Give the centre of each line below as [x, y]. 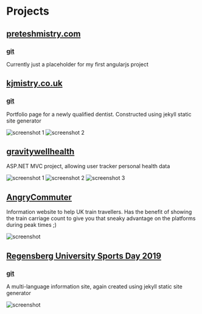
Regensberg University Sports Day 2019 [84, 256]
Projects [28, 11]
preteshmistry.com [44, 34]
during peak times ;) [31, 225]
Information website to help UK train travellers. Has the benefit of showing [99, 212]
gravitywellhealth [40, 152]
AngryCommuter [39, 197]
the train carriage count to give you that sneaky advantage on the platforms [101, 218]
